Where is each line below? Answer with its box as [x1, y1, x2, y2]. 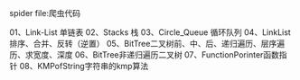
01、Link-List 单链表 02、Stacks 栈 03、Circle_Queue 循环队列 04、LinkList [9, 27, 291, 38]
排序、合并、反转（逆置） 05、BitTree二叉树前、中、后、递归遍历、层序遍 [9, 39, 286, 49]
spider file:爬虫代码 [9, 8, 81, 18]
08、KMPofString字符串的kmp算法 [19, 61, 149, 71]
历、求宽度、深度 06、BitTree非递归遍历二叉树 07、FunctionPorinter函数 [9, 49, 280, 60]
